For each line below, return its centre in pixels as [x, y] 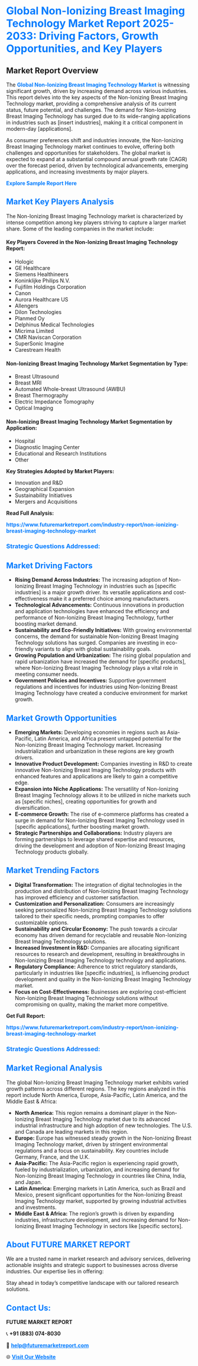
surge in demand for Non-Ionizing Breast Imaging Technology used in [100, 820]
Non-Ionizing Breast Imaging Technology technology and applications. [100, 960]
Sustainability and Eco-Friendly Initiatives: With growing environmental [103, 630]
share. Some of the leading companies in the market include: [80, 229]
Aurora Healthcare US [41, 300]
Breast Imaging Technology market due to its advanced [103, 1119]
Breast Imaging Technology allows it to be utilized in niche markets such [103, 795]
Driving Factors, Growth [99, 36]
